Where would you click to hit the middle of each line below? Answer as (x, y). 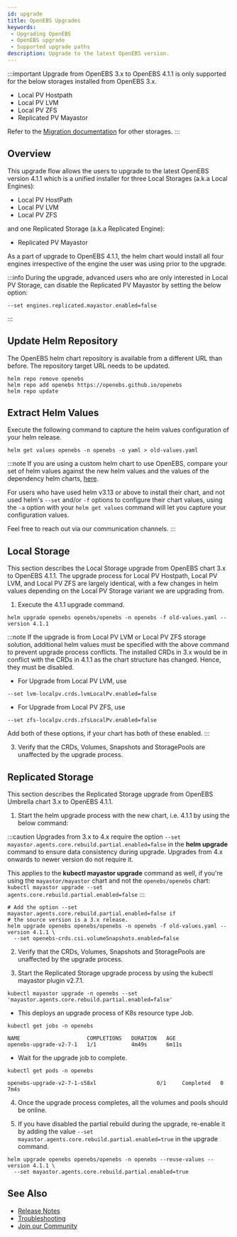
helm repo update (33, 391)
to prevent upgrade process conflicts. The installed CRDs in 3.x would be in (118, 652)
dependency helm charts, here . (53, 479)
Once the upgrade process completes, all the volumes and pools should (123, 1102)
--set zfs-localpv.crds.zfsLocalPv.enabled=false (82, 720)
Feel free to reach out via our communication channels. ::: (92, 529)
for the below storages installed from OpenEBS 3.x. (82, 81)
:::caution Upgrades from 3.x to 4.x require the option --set (94, 837)
